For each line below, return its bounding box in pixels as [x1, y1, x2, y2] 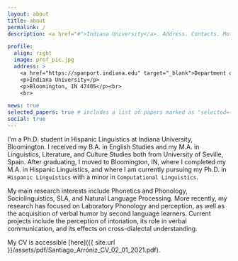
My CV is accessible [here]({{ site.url [7, 238, 115, 246]
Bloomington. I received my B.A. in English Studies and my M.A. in [7, 142, 200, 151]
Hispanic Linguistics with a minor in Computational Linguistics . [7, 172, 198, 181]
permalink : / [7, 23, 46, 31]
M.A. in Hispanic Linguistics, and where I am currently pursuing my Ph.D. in [7, 165, 227, 174]
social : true [7, 115, 46, 123]
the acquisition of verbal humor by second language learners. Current [7, 209, 211, 218]
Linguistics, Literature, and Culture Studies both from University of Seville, [7, 150, 224, 159]
